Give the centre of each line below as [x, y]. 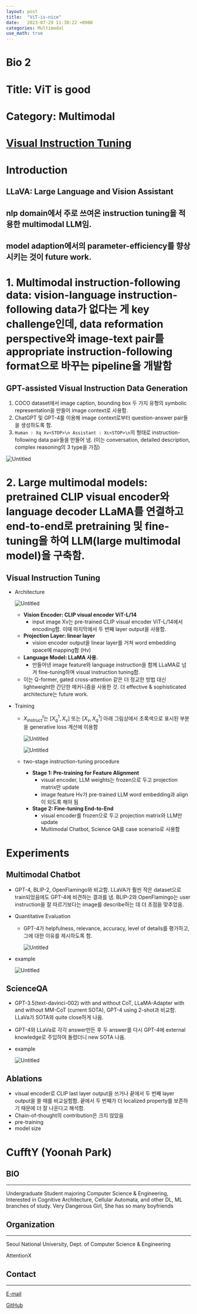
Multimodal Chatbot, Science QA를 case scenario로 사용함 [110, 829]
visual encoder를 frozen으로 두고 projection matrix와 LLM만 [112, 815]
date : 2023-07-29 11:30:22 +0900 [50, 22]
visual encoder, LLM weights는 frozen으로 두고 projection [109, 779]
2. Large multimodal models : [77, 483]
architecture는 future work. [56, 694]
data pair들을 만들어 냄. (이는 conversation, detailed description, [114, 440]
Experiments [38, 853]
